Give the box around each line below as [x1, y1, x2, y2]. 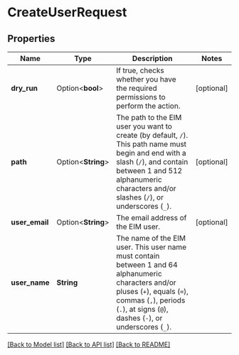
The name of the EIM [116, 234, 186, 243]
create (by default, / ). [116, 131, 188, 140]
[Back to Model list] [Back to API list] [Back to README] [7, 340, 171, 349]
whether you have [116, 75, 176, 84]
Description [132, 54, 173, 63]
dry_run [11, 83, 38, 93]
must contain [116, 251, 160, 261]
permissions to [116, 92, 166, 102]
